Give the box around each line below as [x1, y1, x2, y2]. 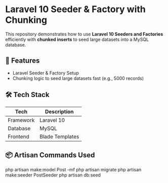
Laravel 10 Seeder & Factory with [5, 4, 146, 15]
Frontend [8, 133, 29, 140]
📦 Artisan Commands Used [5, 151, 95, 159]
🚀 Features [5, 57, 40, 65]
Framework [8, 116, 35, 123]
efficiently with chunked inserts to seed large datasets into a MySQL [5, 36, 149, 42]
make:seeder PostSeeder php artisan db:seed [5, 172, 101, 178]
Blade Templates [39, 133, 79, 140]
